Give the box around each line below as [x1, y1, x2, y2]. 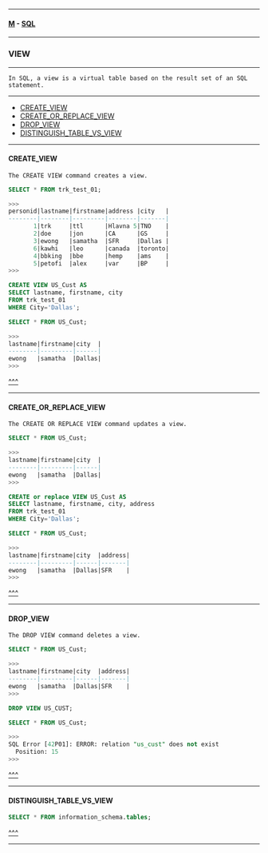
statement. [8, 81, 45, 89]
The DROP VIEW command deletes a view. [8, 632, 141, 640]
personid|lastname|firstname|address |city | [8, 207, 170, 216]
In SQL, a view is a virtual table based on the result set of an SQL [8, 74, 248, 82]
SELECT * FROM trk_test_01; [8, 185, 102, 193]
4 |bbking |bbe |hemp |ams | [33, 252, 170, 260]
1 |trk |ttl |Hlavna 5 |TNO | [33, 222, 170, 230]
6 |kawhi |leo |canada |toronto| [33, 245, 170, 253]
